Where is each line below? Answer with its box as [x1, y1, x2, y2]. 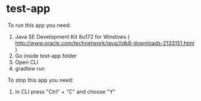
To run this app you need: [7, 22, 71, 29]
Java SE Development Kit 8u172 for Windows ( [14, 33, 130, 40]
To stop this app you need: [7, 76, 74, 84]
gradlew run [14, 65, 45, 72]
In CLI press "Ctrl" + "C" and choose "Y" [14, 88, 116, 95]
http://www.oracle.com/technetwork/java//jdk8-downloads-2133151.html [14, 39, 195, 47]
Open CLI [14, 59, 39, 66]
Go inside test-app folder [14, 52, 77, 59]
